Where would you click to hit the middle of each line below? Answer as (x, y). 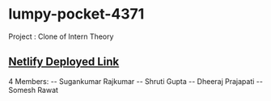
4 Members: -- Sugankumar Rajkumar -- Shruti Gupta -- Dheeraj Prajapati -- (135, 81)
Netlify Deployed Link (64, 62)
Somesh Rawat (34, 90)
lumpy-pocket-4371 (76, 14)
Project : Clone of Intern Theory (61, 36)
